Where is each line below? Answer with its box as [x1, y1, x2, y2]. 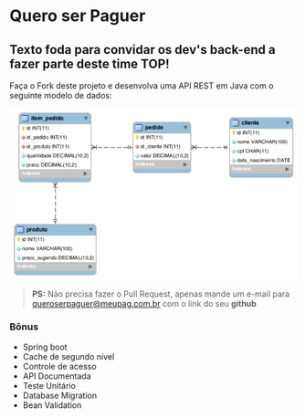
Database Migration [22, 390, 98, 401]
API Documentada [22, 371, 91, 381]
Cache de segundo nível [22, 350, 115, 361]
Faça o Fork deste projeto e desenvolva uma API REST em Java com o [9, 80, 274, 91]
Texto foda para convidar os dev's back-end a [9, 42, 276, 57]
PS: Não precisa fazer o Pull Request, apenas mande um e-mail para [31, 288, 290, 299]
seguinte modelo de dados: [9, 90, 112, 100]
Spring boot [22, 341, 68, 352]
